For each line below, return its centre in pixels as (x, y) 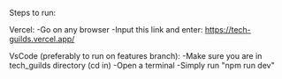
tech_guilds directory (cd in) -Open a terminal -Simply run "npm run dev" (142, 65)
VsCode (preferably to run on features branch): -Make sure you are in (136, 56)
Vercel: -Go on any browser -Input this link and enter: (106, 29)
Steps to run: (33, 13)
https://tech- (228, 29)
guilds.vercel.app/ (42, 39)
